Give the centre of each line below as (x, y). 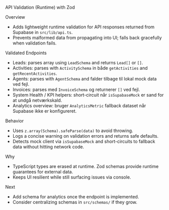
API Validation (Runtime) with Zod (40, 7)
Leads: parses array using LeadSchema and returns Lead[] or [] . (78, 62)
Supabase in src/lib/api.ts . (43, 32)
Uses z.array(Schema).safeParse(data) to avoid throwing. (73, 131)
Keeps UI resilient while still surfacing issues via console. (72, 177)
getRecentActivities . (35, 73)
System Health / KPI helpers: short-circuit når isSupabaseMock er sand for (88, 95)
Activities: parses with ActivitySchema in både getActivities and (80, 68)
